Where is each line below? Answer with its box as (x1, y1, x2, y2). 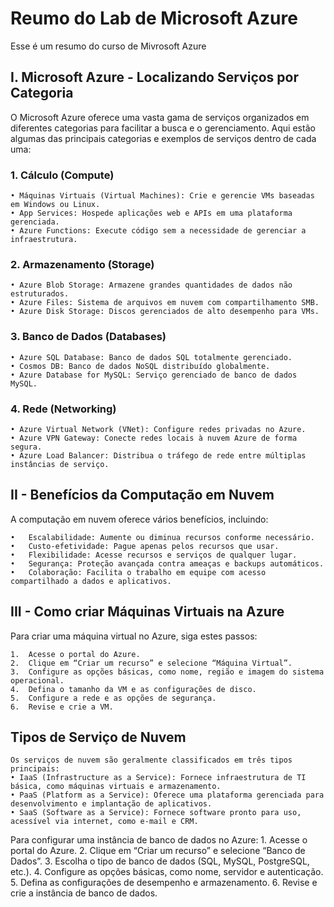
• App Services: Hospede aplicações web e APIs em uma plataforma (10, 208, 293, 219)
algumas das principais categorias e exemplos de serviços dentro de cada (10, 132, 317, 144)
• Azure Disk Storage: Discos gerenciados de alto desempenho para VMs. (10, 307, 320, 317)
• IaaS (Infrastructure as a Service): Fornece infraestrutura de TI (10, 773, 307, 783)
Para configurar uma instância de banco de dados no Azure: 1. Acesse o (10, 834, 308, 846)
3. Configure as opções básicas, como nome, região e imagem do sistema (10, 667, 325, 677)
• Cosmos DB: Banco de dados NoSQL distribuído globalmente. (10, 361, 271, 371)
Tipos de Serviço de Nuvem (10, 728, 187, 746)
